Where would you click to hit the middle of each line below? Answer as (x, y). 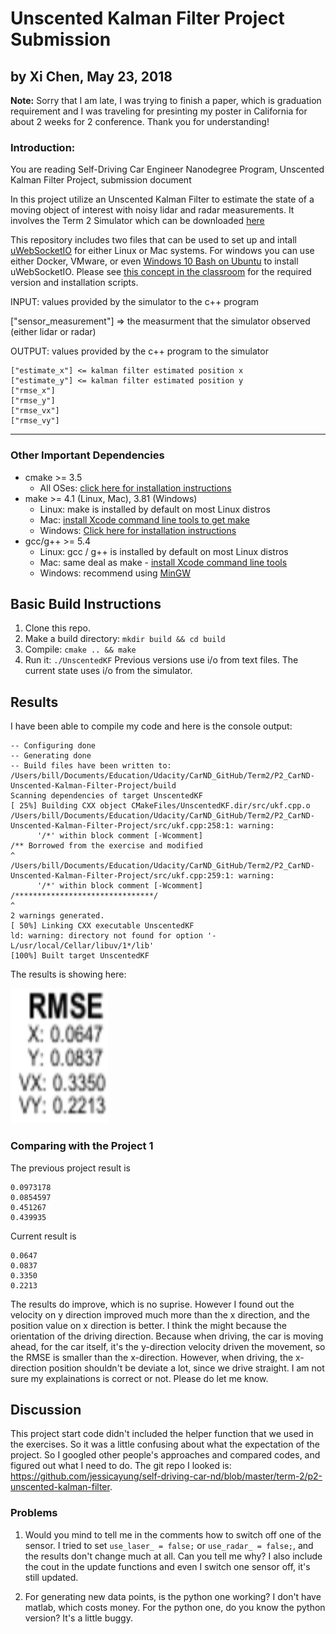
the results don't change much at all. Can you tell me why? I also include (173, 1556)
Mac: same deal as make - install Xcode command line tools (163, 562)
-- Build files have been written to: (91, 766)
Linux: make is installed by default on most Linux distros (155, 509)
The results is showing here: (68, 974)
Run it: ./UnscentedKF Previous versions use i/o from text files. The (161, 660)
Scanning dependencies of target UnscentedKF (106, 796)
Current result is (43, 1236)
